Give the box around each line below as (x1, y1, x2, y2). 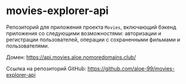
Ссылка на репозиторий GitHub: (6, 65, 87, 72)
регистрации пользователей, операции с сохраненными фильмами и (6, 36, 181, 43)
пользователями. (6, 42, 49, 49)
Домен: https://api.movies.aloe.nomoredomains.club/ (6, 53, 136, 61)
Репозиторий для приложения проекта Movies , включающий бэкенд (6, 23, 177, 31)
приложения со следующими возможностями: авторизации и (6, 29, 161, 36)
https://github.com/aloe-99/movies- (87, 65, 175, 72)
